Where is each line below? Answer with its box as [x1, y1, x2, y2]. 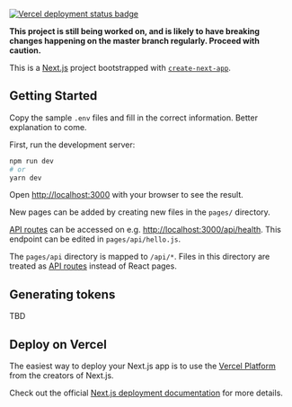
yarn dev [9, 173, 42, 182]
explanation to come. [9, 121, 87, 132]
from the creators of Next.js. [9, 370, 114, 381]
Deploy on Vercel [9, 337, 108, 352]
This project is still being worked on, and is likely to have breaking [9, 26, 261, 36]
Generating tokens [9, 287, 116, 302]
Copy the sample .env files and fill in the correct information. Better [9, 112, 259, 123]
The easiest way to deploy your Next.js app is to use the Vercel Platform [9, 360, 277, 372]
